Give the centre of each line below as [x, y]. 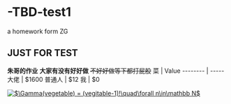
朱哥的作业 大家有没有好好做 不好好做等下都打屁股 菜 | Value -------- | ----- [116, 71]
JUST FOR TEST [43, 53]
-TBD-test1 [39, 12]
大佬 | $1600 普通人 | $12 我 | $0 [53, 79]
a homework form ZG [38, 31]
